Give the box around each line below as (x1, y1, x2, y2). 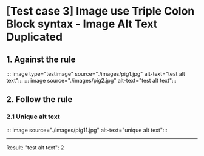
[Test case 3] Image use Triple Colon (6, 4, 195, 18)
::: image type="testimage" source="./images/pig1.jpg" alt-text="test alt (6, 70, 185, 77)
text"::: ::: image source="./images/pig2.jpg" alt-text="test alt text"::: (6, 77, 177, 84)
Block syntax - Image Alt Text (6, 17, 158, 31)
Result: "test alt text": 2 (6, 144, 64, 151)
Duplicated (6, 30, 63, 44)
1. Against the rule (6, 54, 76, 64)
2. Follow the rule (6, 94, 73, 104)
